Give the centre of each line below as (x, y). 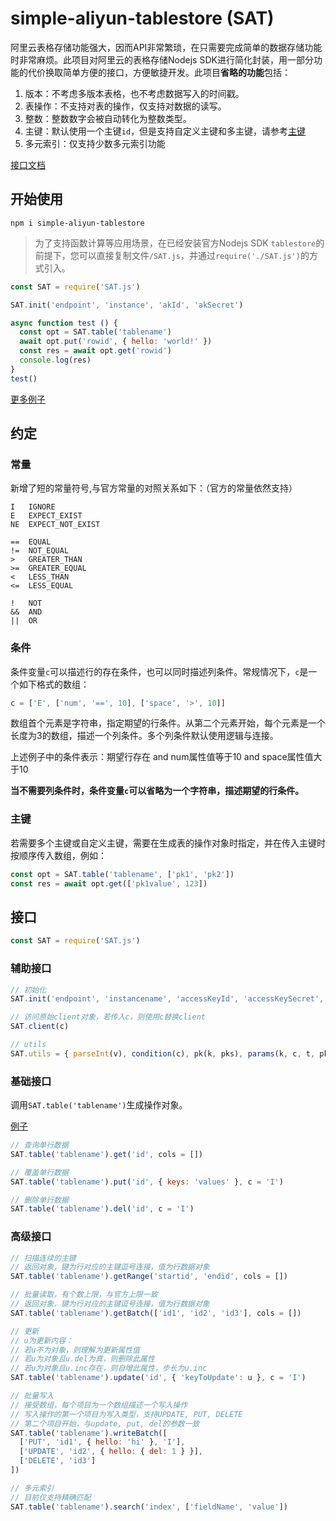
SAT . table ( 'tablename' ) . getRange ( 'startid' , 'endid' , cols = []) (149, 1277)
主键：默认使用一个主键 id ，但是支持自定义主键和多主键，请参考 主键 (165, 131)
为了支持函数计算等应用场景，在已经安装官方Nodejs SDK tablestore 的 (179, 243)
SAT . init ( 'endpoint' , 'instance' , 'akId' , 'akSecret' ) (127, 305)
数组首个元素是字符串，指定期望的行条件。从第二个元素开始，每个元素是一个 (168, 723)
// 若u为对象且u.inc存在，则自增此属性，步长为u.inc (109, 1368)
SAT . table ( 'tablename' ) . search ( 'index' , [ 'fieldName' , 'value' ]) (149, 1507)
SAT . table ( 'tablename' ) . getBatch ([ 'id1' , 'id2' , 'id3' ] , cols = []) (156, 1313)
